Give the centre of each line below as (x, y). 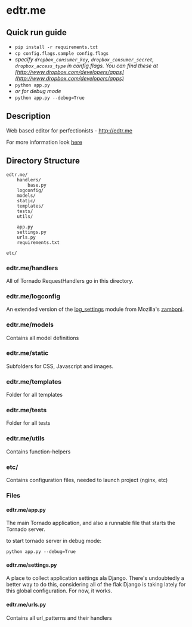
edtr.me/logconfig (33, 296)
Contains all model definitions (43, 338)
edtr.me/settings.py (32, 565)
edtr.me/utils (25, 438)
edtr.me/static (27, 353)
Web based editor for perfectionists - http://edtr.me (69, 130)
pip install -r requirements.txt (56, 47)
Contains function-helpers (38, 452)
